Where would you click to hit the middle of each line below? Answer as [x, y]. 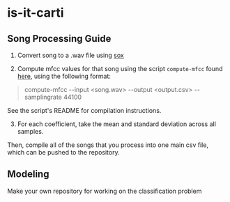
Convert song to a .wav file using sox [70, 55]
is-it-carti [36, 13]
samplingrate [43, 97]
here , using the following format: [64, 76]
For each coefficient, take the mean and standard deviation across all [116, 124]
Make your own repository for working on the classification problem [105, 191]
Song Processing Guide [59, 39]
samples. [30, 131]
